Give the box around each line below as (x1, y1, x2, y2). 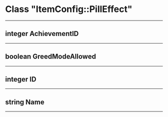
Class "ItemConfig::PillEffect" (5, 3, 132, 15)
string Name (5, 97, 44, 106)
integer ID (5, 75, 36, 83)
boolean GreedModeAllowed (5, 52, 96, 61)
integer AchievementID (5, 29, 79, 38)
